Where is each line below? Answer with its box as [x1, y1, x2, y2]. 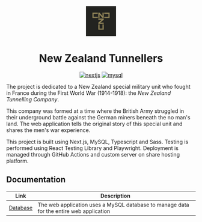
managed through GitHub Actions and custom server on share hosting [6, 151, 180, 158]
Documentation [6, 175, 66, 185]
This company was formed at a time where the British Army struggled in [6, 107, 185, 115]
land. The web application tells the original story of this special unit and [6, 120, 183, 127]
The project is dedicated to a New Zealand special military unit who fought [6, 83, 191, 90]
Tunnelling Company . [6, 95, 59, 103]
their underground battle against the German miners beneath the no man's [6, 113, 191, 121]
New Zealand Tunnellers [38, 52, 164, 65]
